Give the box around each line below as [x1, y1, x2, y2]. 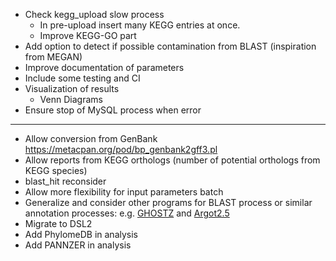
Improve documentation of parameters [24, 62, 185, 73]
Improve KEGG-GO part [39, 30, 137, 41]
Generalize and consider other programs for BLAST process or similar [24, 197, 313, 208]
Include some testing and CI [24, 72, 141, 84]
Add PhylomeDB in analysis [24, 229, 138, 240]
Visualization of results [24, 83, 120, 94]
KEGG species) [24, 165, 88, 176]
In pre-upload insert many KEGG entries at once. [39, 19, 241, 31]
